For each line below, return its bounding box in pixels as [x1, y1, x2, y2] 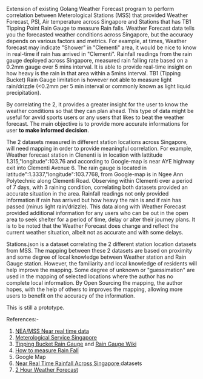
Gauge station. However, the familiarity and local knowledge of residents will [6, 260, 198, 267]
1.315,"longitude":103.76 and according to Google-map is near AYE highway [6, 158, 195, 165]
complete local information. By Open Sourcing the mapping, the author [6, 279, 183, 286]
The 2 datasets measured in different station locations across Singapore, [6, 138, 188, 145]
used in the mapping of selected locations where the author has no [6, 273, 174, 280]
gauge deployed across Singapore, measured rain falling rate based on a [6, 57, 188, 64]
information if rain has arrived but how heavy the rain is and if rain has [6, 197, 182, 203]
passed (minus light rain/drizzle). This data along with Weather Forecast [6, 203, 186, 210]
